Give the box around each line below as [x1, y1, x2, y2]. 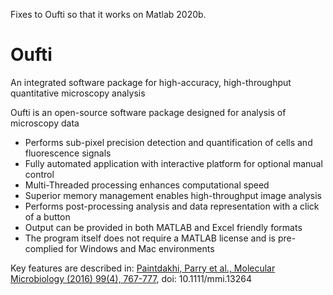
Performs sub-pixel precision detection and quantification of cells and [24, 136, 313, 148]
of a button [24, 210, 71, 223]
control [24, 168, 55, 180]
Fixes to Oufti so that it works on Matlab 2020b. [10, 9, 207, 20]
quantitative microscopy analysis [10, 87, 146, 99]
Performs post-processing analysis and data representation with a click [24, 200, 320, 212]
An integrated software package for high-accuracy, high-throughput [10, 76, 292, 88]
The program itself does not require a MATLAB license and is [24, 232, 276, 244]
